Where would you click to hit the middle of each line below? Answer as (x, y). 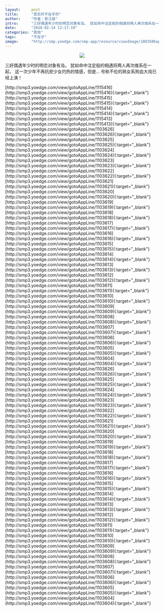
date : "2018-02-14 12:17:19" (41, 28)
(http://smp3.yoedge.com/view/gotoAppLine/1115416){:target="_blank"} (77, 92)
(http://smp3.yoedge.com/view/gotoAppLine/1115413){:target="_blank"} (77, 124)
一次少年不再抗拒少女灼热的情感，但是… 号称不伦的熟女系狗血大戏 (85, 71)
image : (12, 42)
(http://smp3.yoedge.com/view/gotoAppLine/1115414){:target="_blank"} (77, 113)
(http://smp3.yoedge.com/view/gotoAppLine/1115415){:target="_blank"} (77, 103)
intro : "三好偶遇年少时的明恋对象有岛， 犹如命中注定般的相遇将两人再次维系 (79, 23)
